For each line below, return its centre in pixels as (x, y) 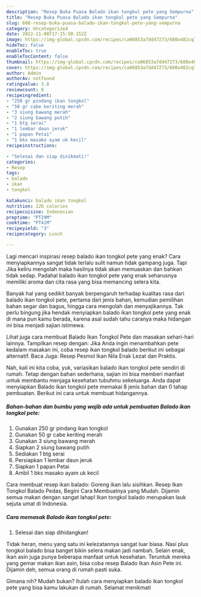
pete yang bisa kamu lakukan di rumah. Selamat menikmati (79, 587)
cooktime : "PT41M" (29, 223)
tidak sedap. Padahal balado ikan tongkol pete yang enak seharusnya (92, 275)
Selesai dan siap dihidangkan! (51, 532)
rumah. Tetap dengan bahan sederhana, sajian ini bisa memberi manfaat (95, 374)
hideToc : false (25, 46)
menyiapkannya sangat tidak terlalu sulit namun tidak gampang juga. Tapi (97, 263)
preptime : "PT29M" (29, 217)
